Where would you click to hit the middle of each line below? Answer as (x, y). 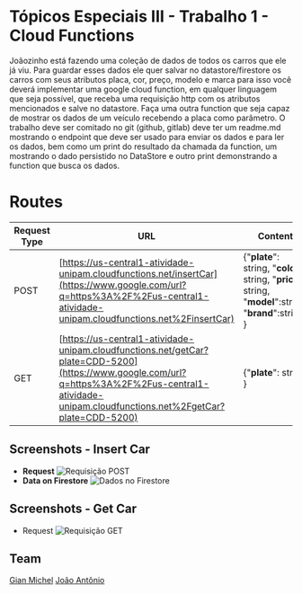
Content (275, 235)
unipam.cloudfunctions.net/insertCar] (138, 273)
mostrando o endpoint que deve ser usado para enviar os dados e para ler (147, 137)
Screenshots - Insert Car (80, 450)
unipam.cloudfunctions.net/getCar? (134, 350)
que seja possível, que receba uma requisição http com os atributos (135, 98)
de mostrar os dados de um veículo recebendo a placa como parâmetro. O (147, 118)
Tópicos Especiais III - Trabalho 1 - (139, 17)
